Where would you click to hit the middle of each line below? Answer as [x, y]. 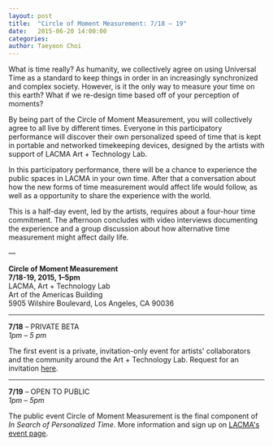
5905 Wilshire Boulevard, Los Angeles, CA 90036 [91, 303]
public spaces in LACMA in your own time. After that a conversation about [132, 179]
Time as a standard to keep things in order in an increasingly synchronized [133, 78]
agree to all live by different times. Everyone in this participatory [115, 128]
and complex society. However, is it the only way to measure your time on [132, 87]
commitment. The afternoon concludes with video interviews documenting [133, 220]
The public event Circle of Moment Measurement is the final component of [133, 416]
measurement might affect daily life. [69, 237]
